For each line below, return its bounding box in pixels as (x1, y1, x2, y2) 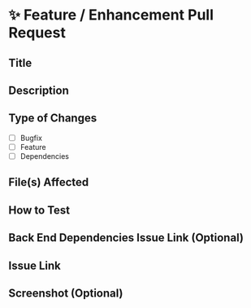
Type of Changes (8, 112, 97, 125)
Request (8, 24, 67, 42)
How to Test (8, 203, 71, 217)
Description (8, 83, 69, 97)
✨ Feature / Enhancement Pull (8, 6, 214, 24)
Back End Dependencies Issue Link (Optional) (8, 231, 244, 245)
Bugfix (19, 133, 43, 143)
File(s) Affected (8, 175, 89, 189)
